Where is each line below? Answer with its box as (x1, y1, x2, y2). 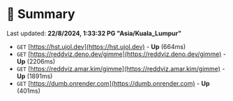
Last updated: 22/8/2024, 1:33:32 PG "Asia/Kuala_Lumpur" (6, 29, 182, 37)
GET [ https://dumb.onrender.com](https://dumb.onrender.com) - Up (16, 79, 210, 87)
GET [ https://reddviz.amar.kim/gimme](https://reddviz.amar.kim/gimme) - (16, 64, 225, 73)
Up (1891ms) (16, 72, 53, 80)
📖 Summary (6, 6, 75, 22)
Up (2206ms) (16, 57, 56, 65)
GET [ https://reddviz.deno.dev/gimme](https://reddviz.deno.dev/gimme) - (16, 50, 227, 58)
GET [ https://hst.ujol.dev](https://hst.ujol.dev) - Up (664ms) (16, 42, 186, 50)
